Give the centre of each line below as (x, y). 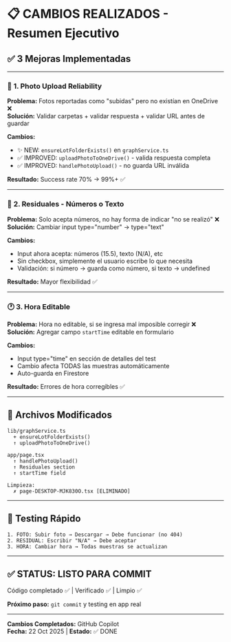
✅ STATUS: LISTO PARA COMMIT (80, 574)
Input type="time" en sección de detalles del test (86, 359)
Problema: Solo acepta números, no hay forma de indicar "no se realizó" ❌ (113, 219)
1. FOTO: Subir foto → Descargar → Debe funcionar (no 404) (95, 535)
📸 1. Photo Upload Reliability (55, 86)
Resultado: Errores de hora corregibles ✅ (66, 386)
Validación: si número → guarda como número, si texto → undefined (113, 268)
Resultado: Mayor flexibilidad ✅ (52, 281)
